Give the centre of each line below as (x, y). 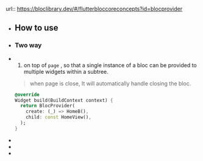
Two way (28, 45)
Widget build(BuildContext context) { (64, 100)
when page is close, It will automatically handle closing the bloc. (110, 83)
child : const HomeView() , (59, 117)
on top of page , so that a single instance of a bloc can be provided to (110, 65)
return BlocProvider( (48, 106)
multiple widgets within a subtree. (66, 71)
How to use (36, 28)
